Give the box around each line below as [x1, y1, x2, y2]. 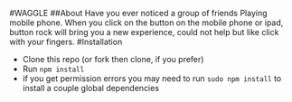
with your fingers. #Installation [9, 36, 123, 47]
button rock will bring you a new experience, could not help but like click [9, 27, 279, 37]
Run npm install [22, 63, 85, 74]
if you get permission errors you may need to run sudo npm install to [22, 73, 282, 84]
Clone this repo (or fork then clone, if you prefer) [22, 54, 204, 64]
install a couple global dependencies [22, 83, 160, 93]
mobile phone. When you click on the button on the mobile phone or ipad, [9, 17, 284, 28]
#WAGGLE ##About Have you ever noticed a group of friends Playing [9, 8, 268, 18]
